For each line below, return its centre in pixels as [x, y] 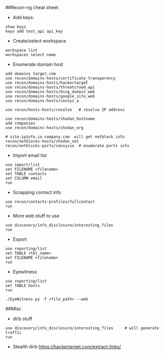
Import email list [30, 155]
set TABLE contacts [26, 174]
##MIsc [13, 309]
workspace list [22, 50]
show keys [16, 27]
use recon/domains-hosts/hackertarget [47, 83]
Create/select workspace [39, 41]
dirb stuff [22, 319]
